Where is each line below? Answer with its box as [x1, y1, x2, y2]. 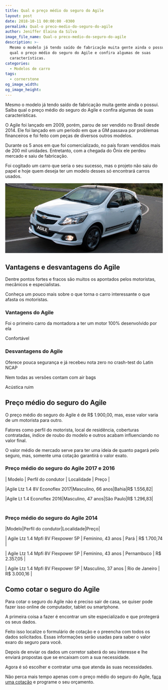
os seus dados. [5, 618, 36, 625]
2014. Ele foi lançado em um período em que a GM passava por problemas [5, 127, 159, 133]
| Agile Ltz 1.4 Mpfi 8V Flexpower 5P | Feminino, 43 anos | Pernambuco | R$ [5, 550, 161, 556]
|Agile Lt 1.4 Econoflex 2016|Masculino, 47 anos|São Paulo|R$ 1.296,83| [5, 495, 153, 501]
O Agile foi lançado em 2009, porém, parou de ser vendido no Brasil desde [5, 122, 159, 128]
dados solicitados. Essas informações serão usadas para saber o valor [5, 633, 151, 640]
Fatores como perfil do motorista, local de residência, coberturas [5, 427, 139, 433]
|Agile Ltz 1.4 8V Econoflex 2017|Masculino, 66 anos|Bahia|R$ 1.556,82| [5, 486, 153, 492]
